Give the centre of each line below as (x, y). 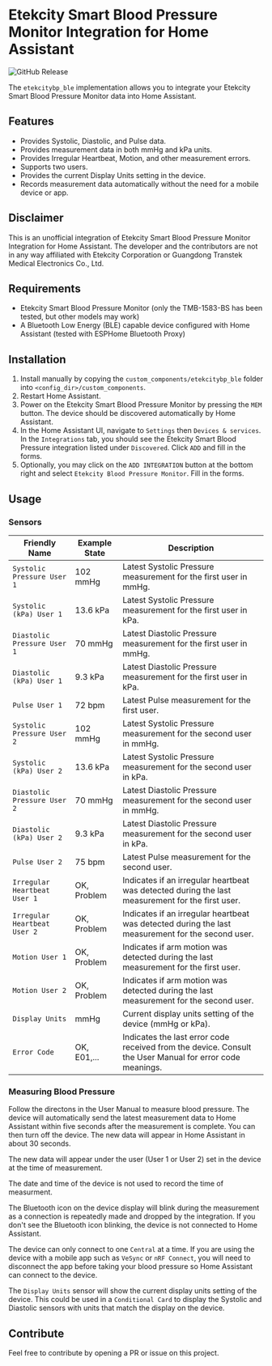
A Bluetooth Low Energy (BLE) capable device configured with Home (135, 325)
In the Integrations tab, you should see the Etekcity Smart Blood (128, 439)
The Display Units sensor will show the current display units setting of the (133, 1291)
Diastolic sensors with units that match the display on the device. (117, 1308)
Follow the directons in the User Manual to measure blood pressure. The (129, 1109)
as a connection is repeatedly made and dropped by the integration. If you (132, 1216)
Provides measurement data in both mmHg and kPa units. (116, 149)
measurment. (30, 1192)
